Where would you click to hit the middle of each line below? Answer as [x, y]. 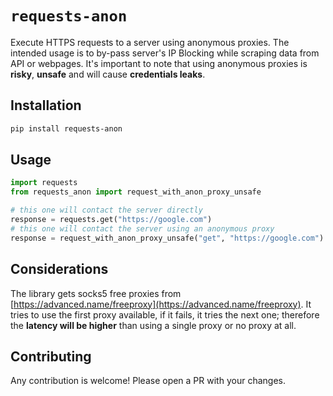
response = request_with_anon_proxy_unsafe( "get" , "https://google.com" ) [167, 238]
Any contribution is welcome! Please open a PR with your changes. [148, 381]
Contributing [51, 356]
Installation [46, 105]
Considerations [59, 269]
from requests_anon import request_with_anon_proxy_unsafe [136, 192]
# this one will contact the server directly [106, 210]
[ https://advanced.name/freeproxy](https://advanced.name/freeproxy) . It [161, 304]
